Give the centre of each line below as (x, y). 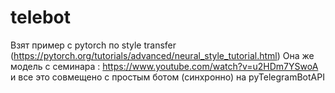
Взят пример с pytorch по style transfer (93, 45)
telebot (41, 17)
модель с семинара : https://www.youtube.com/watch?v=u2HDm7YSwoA (164, 66)
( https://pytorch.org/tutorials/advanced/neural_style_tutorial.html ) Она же (162, 55)
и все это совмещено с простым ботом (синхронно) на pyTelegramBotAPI (167, 77)
